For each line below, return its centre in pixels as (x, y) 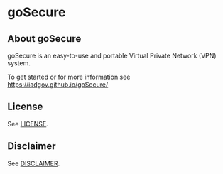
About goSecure (44, 39)
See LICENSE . (28, 124)
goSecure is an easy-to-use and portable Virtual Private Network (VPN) (112, 55)
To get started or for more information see (69, 77)
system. (19, 63)
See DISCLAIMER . (34, 163)
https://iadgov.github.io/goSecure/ (58, 85)
